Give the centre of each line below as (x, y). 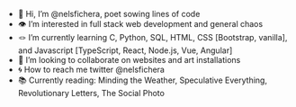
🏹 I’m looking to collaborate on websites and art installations (129, 60)
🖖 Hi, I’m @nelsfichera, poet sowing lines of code (109, 14)
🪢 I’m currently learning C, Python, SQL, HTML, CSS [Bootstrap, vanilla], (152, 37)
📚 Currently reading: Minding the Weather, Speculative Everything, (143, 80)
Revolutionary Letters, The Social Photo (91, 93)
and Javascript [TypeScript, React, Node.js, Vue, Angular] (125, 50)
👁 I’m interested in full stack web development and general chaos (140, 24)
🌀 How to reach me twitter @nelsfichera (91, 69)
